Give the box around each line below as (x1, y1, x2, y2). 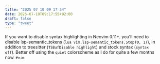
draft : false (5, 16, 32, 21)
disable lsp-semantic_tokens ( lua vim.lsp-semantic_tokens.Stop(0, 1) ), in (5, 39, 156, 45)
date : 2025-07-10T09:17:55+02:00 (5, 12, 73, 16)
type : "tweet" (5, 20, 34, 26)
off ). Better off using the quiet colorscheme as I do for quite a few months (5, 49, 155, 55)
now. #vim (5, 54, 25, 61)
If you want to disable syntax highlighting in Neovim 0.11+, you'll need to (5, 34, 149, 40)
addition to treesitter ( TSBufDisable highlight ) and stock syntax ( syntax (5, 44, 149, 50)
